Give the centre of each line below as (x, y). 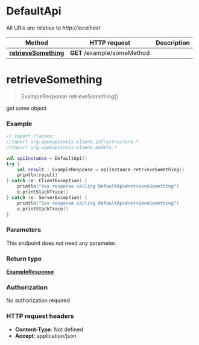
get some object (27, 108)
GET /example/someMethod (110, 52)
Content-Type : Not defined (49, 329)
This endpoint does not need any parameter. (61, 243)
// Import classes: (31, 136)
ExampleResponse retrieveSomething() (70, 96)
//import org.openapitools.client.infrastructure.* (72, 142)
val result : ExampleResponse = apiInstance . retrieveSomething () (101, 169)
